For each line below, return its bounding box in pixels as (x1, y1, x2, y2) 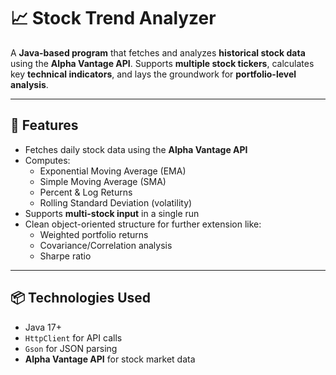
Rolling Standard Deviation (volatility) (39, 196, 193, 209)
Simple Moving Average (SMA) (39, 175, 167, 187)
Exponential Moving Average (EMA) (39, 165, 187, 177)
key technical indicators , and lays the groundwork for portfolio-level (10, 68, 297, 80)
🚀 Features (10, 117, 79, 134)
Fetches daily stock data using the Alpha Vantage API (24, 143, 248, 155)
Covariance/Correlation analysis (39, 239, 173, 251)
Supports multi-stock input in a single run (24, 207, 200, 219)
